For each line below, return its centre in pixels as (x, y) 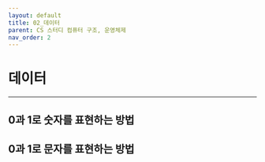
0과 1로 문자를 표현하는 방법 (71, 149)
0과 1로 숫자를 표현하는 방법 (71, 120)
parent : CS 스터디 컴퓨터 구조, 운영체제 (67, 30)
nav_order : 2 (30, 37)
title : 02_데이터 (34, 23)
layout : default (35, 15)
